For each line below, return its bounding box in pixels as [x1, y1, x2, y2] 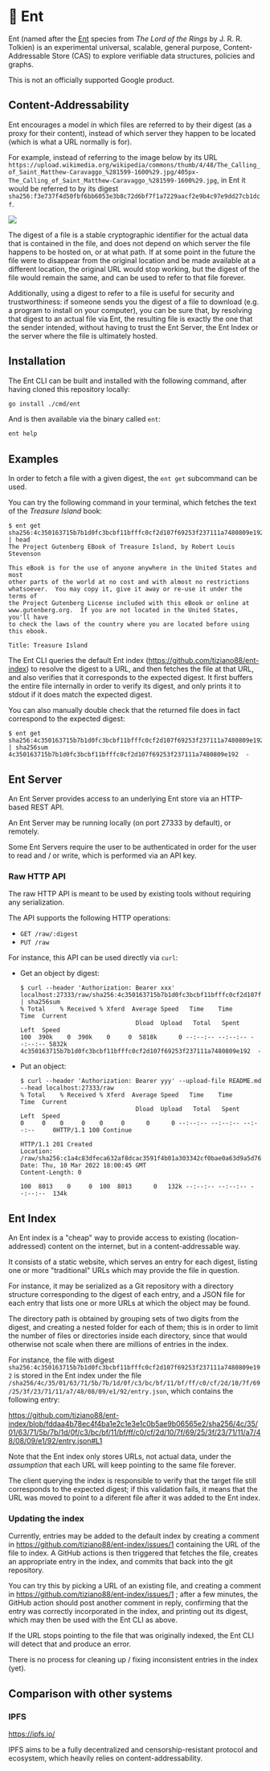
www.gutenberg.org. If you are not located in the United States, [8, 607, 239, 615]
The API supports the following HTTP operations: [8, 913, 171, 923]
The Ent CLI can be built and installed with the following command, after [8, 376, 247, 385]
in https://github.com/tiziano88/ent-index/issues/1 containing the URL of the [8, 1540, 260, 1550]
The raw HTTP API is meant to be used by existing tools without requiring [8, 889, 252, 899]
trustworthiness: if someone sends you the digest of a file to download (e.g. [8, 297, 260, 307]
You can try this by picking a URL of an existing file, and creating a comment [8, 1581, 261, 1591]
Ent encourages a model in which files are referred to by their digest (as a [8, 120, 252, 130]
